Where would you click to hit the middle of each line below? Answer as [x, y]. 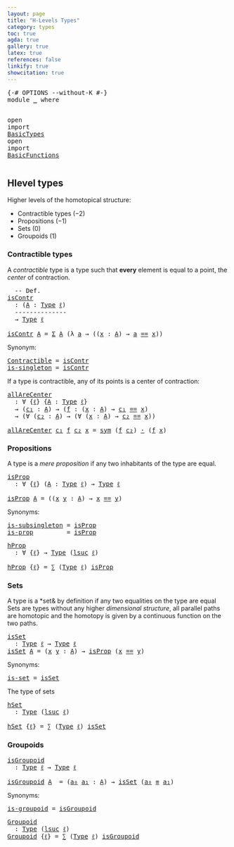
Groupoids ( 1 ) [37, 236]
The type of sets [31, 691]
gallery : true [28, 46]
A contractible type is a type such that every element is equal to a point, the [117, 270]
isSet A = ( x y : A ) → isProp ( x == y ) [76, 651]
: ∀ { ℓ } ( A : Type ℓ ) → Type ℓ [67, 484]
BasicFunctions [33, 155]
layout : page [26, 14]
